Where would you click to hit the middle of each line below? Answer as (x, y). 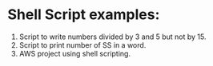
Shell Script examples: (84, 15)
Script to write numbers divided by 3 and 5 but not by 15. (113, 37)
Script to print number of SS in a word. (82, 45)
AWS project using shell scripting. (75, 53)
